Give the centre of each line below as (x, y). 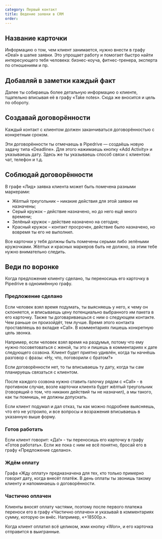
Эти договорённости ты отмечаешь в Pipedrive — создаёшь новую (74, 144)
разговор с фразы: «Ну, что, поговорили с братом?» (59, 358)
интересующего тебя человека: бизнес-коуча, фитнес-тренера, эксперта (81, 60)
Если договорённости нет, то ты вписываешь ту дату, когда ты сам (74, 367)
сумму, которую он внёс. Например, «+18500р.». (56, 517)
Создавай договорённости (48, 118)
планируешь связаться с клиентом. (42, 372)
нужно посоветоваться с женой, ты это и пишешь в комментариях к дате (81, 347)
